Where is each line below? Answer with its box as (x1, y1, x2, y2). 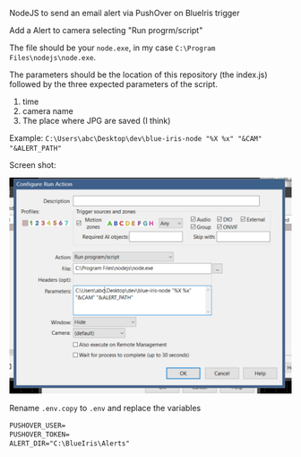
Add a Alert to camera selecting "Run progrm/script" (9, 25, 203, 35)
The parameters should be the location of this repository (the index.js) (9, 69, 268, 80)
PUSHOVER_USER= (9, 421, 66, 430)
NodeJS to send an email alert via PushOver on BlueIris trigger (9, 8, 240, 18)
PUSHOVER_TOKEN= (9, 430, 70, 439)
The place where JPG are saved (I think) (21, 116, 171, 126)
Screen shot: (9, 160, 56, 170)
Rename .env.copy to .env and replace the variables (9, 403, 202, 414)
